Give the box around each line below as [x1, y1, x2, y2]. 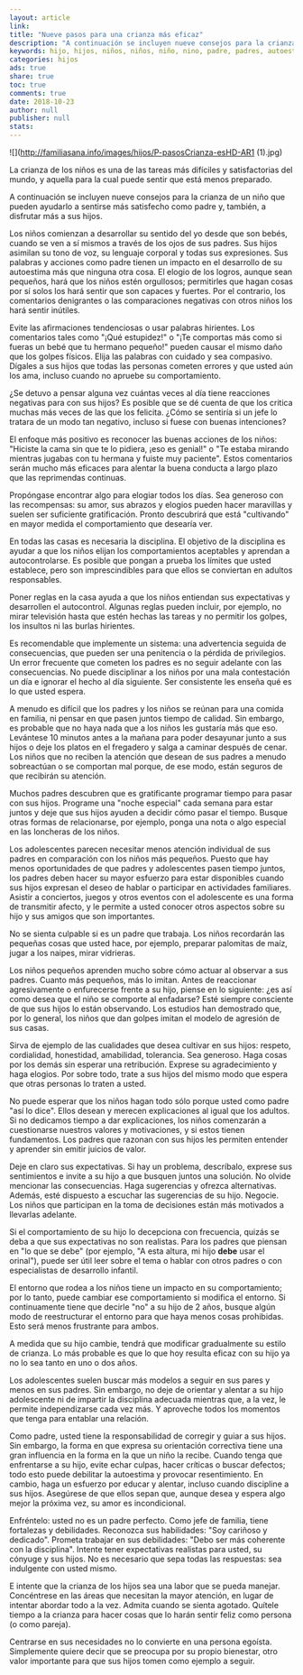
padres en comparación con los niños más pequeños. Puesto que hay [9, 853, 269, 864]
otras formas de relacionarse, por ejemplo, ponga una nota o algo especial [9, 817, 287, 827]
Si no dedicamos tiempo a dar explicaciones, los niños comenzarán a [9, 1115, 267, 1126]
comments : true [9, 88, 67, 97]
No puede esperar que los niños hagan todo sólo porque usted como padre [9, 1096, 290, 1106]
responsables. [9, 575, 62, 584]
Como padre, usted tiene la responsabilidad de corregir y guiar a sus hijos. [9, 1431, 287, 1441]
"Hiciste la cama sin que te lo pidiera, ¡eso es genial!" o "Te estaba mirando [9, 444, 289, 454]
